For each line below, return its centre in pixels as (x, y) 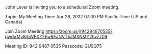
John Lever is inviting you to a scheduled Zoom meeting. (62, 7)
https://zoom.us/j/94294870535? (79, 31)
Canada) (14, 22)
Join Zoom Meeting (25, 31)
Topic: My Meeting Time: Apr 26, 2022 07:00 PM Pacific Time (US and (76, 16)
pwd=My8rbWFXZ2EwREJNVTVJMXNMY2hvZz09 (56, 37)
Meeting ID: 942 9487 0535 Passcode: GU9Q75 (53, 46)
